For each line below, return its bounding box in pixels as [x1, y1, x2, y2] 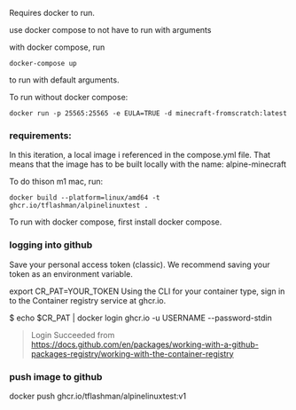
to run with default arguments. [9, 75, 120, 85]
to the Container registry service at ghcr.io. [9, 295, 167, 305]
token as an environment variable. [9, 268, 133, 279]
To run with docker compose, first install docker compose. [9, 217, 222, 227]
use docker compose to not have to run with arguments [9, 25, 212, 35]
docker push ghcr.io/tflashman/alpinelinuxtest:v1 [9, 390, 187, 401]
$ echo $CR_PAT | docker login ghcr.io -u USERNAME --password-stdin [9, 312, 273, 323]
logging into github [9, 239, 93, 251]
